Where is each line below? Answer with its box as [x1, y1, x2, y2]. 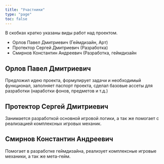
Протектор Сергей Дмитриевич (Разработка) [12, 45, 108, 51]
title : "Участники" [5, 7, 45, 12]
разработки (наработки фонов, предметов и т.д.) [5, 88, 108, 94]
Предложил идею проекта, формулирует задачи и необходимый [5, 78, 141, 83]
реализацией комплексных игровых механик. [5, 121, 102, 126]
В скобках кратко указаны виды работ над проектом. [5, 30, 118, 36]
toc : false [5, 16, 28, 21]
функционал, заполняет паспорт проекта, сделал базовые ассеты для [5, 82, 153, 89]
